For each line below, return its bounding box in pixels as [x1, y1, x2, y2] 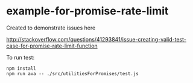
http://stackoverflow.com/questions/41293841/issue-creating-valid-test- [6, 35, 187, 43]
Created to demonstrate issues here [6, 24, 96, 31]
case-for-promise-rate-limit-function [6, 42, 98, 49]
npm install [6, 65, 36, 72]
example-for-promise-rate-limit [6, 4, 169, 18]
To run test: [6, 54, 35, 61]
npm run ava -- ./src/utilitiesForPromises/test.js [6, 70, 139, 76]
